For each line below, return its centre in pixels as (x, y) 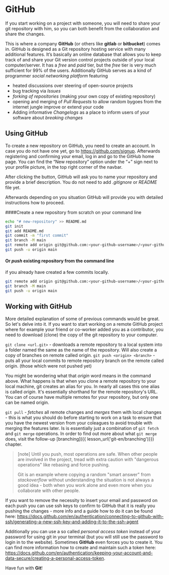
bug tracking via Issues (37, 91)
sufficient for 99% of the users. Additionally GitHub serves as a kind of (78, 70)
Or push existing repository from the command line (60, 261)
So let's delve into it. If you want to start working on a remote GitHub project (84, 324)
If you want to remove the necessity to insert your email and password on (81, 500)
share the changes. (25, 34)
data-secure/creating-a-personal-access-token (55, 558)
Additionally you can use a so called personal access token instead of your (83, 531)
